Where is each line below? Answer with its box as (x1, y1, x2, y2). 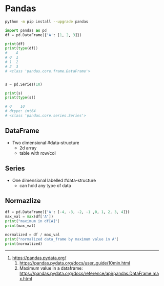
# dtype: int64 (5, 109, 36, 114)
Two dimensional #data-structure (12, 140, 80, 145)
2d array (19, 145, 37, 151)
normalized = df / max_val (5, 232, 60, 237)
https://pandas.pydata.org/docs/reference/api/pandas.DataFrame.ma (19, 270, 159, 276)
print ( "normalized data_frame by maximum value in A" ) (5, 237, 119, 241)
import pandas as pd (5, 28, 47, 33)
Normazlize (5, 196, 41, 205)
